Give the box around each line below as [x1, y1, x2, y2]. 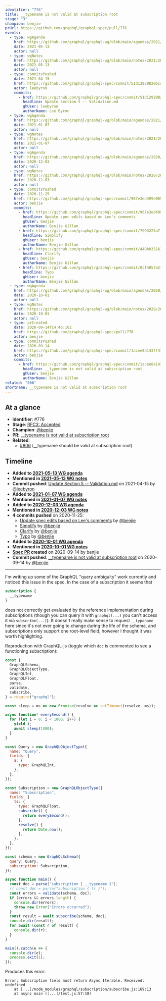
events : [5, 30, 21, 35]
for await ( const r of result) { [9, 923, 79, 928]
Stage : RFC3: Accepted [12, 421, 61, 427]
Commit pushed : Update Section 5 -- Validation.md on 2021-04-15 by [12, 481, 156, 486]
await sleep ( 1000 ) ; [14, 726, 54, 731]
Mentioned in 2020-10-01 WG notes [12, 544, 88, 550]
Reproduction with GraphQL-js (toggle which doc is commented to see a [5, 642, 152, 649]
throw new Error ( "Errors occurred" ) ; [14, 904, 92, 909]
